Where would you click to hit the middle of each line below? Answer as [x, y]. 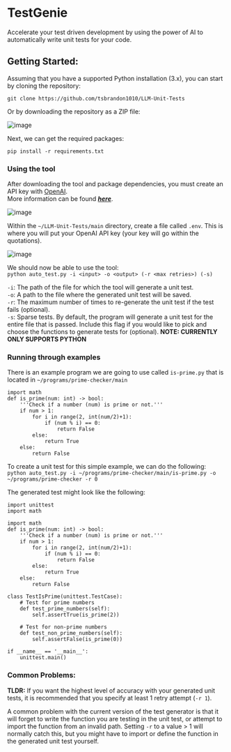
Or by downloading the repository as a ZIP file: [74, 111]
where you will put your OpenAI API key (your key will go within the [103, 233]
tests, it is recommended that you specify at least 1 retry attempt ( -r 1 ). [110, 698]
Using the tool [31, 169]
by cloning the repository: [44, 86]
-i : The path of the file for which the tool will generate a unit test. [101, 287]
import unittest [31, 505]
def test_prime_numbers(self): [65, 609]
